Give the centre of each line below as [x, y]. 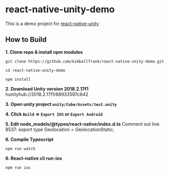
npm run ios [18, 167]
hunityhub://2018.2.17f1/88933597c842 [47, 94]
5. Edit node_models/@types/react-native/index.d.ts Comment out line [82, 124]
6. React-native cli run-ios [34, 158]
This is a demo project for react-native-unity [52, 24]
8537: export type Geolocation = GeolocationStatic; [60, 129]
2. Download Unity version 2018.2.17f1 [47, 89]
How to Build [26, 40]
